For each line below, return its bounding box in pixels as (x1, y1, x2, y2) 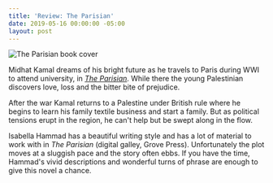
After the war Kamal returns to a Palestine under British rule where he (8, 98, 241, 108)
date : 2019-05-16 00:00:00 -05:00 (8, 20, 126, 28)
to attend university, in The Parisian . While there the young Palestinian (8, 74, 244, 84)
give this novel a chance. (8, 166, 92, 176)
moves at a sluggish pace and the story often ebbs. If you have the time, (8, 148, 250, 159)
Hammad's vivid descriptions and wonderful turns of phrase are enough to (8, 157, 258, 167)
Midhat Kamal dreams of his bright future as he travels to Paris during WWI (8, 65, 260, 75)
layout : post (8, 27, 53, 35)
